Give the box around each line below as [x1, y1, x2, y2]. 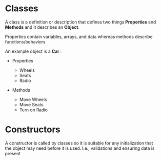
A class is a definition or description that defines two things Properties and [5, 19, 156, 25]
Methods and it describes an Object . [5, 24, 80, 30]
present [5, 150, 21, 156]
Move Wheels [19, 96, 47, 102]
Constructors [5, 124, 60, 135]
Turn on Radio [19, 107, 48, 113]
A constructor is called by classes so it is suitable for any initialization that [5, 140, 153, 146]
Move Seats [19, 101, 44, 107]
